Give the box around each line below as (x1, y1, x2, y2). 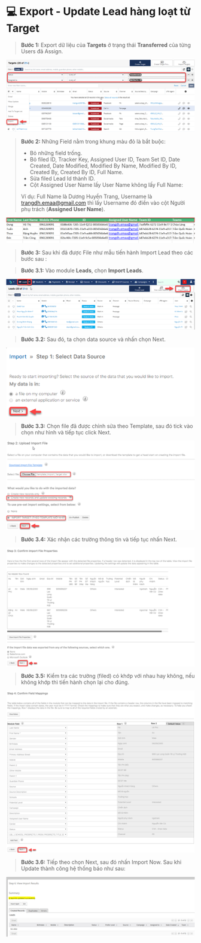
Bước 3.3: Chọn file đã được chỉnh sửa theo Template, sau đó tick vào (20, 422, 193, 430)
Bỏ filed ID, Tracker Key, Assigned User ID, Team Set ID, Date (29, 156, 181, 163)
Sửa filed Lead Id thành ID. (29, 175, 96, 182)
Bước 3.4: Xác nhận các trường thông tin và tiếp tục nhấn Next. (20, 536, 178, 543)
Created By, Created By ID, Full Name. (29, 168, 124, 175)
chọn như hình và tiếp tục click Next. (20, 428, 112, 436)
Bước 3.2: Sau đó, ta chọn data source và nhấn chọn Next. (20, 336, 166, 343)
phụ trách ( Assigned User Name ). (20, 205, 106, 212)
